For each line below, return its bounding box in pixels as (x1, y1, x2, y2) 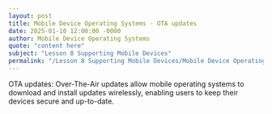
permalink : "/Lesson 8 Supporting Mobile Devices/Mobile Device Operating (8, 57, 266, 65)
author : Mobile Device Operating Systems (8, 34, 151, 43)
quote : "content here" (8, 42, 85, 50)
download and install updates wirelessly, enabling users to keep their (8, 87, 239, 97)
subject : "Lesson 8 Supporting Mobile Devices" (8, 49, 172, 57)
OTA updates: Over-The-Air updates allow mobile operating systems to (8, 78, 244, 89)
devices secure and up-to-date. (8, 96, 115, 106)
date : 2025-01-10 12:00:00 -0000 (8, 27, 121, 35)
